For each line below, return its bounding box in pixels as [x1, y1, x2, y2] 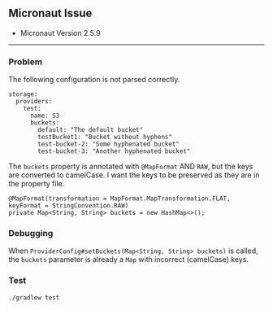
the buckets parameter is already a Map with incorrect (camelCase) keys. [8, 255, 249, 264]
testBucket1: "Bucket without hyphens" [37, 133, 173, 142]
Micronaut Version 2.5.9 [19, 28, 101, 37]
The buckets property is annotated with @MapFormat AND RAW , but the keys [8, 162, 253, 172]
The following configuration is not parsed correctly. [8, 75, 180, 85]
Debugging [8, 228, 54, 239]
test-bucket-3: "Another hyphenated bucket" [37, 147, 191, 155]
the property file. [8, 179, 65, 189]
